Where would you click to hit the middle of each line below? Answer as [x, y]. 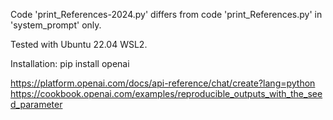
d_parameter [36, 104]
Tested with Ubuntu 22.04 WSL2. [79, 44]
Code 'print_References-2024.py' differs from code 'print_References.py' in [166, 14]
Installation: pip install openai [70, 63]
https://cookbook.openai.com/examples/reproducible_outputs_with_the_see [166, 93]
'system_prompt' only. [56, 25]
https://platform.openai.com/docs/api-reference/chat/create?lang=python [163, 83]
